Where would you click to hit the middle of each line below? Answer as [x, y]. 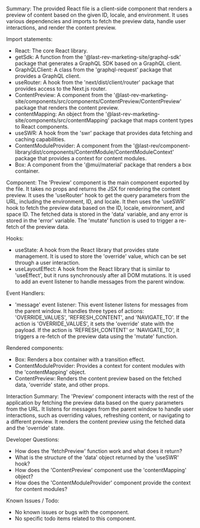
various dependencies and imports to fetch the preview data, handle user [96, 21]
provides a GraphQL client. [48, 76]
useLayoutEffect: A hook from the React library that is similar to [92, 269]
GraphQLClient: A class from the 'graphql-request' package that [93, 70]
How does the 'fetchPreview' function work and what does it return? [99, 451]
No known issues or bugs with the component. [72, 512]
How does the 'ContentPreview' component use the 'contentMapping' [101, 470]
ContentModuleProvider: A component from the [73, 146]
